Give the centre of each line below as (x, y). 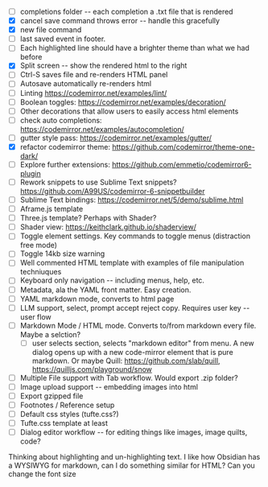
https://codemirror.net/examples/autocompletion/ (102, 129)
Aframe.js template (52, 209)
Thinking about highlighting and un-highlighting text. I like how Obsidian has (134, 457)
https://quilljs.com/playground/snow (92, 369)
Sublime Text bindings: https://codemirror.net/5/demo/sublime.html (132, 200)
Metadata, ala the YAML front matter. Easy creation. (105, 290)
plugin (31, 173)
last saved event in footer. (63, 39)
